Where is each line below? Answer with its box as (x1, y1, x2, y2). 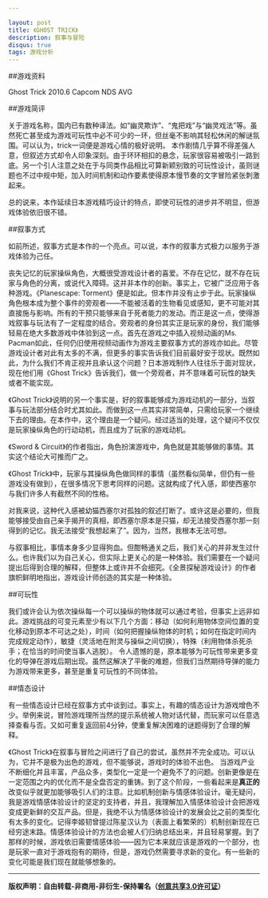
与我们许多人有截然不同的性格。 (8, 489, 113, 499)
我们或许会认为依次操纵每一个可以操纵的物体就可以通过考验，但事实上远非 (8, 607, 253, 616)
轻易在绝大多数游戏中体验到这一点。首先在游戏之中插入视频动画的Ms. (8, 328, 238, 338)
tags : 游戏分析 (8, 49, 54, 57)
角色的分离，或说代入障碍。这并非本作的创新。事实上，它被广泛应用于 (22, 279, 253, 288)
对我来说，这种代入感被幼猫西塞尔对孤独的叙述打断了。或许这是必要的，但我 (8, 506, 260, 516)
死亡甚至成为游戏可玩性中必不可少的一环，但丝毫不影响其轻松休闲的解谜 (14, 131, 253, 140)
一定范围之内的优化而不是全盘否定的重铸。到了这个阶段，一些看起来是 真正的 (8, 777, 260, 787)
